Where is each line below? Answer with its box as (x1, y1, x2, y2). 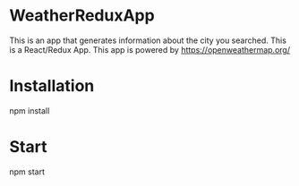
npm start (9, 166, 46, 177)
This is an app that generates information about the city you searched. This (9, 35, 286, 46)
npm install (9, 105, 50, 116)
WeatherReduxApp (9, 5, 155, 26)
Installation (9, 76, 95, 97)
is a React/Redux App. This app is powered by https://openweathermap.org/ (9, 44, 291, 55)
